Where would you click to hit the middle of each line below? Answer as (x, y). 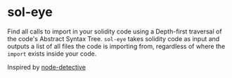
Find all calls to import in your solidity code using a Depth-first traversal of (115, 31)
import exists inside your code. (52, 54)
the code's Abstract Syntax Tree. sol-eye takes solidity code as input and (114, 38)
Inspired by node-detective (47, 67)
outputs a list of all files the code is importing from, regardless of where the (116, 46)
